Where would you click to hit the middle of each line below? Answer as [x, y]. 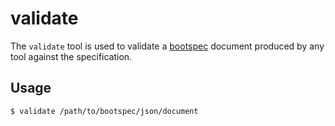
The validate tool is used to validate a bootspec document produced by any [167, 46]
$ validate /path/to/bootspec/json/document [104, 111]
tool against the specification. [71, 56]
